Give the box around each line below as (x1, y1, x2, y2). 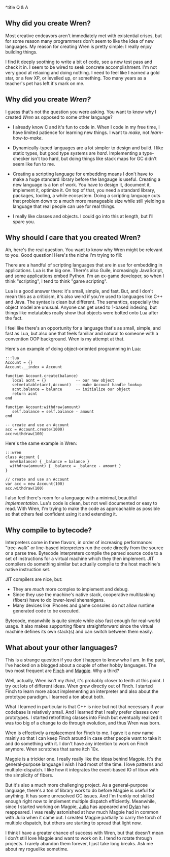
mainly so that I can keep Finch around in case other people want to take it (5, 735, 161, 741)
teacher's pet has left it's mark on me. (5, 80, 85, 86)
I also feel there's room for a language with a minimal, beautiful (5, 495, 137, 501)
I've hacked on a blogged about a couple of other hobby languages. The (5, 662, 156, 668)
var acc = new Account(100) (5, 481, 65, 487)
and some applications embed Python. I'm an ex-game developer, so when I (5, 273, 164, 279)
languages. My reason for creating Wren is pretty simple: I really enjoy (5, 43, 152, 49)
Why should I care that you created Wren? (5, 233, 141, 242)
